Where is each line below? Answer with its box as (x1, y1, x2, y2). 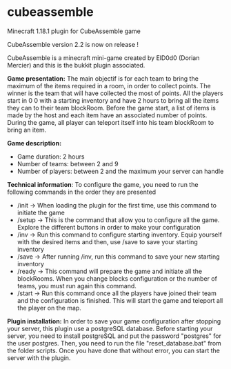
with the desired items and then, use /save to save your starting (17, 237, 198, 246)
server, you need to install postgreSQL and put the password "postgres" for (7, 332, 222, 340)
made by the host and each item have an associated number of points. (7, 111, 208, 119)
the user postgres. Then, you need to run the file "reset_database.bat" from (7, 339, 222, 347)
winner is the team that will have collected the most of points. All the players (7, 89, 223, 97)
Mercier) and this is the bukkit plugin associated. (7, 61, 145, 69)
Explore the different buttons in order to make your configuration (17, 223, 201, 231)
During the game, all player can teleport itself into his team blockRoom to (7, 118, 214, 126)
